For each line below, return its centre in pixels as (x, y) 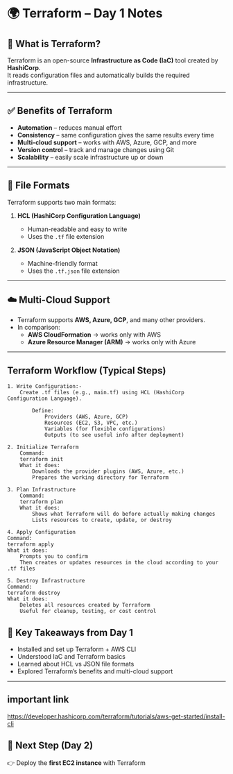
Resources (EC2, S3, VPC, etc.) (91, 423)
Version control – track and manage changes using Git (96, 149)
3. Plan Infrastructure (42, 490)
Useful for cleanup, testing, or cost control (88, 612)
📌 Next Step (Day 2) (50, 746)
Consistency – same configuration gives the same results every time (115, 135)
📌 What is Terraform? (54, 43)
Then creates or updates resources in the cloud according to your (119, 563)
